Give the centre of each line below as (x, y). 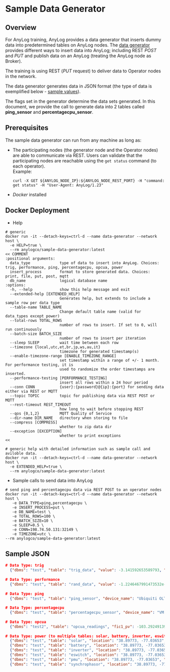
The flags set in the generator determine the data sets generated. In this (80, 101)
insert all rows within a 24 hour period (104, 383)
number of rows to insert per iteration (102, 338)
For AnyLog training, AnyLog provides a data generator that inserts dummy (83, 39)
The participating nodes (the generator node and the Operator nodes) (85, 150)
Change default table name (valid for (100, 312)
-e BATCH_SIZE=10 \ (32, 521)
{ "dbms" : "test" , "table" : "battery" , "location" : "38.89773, (77, 646)
